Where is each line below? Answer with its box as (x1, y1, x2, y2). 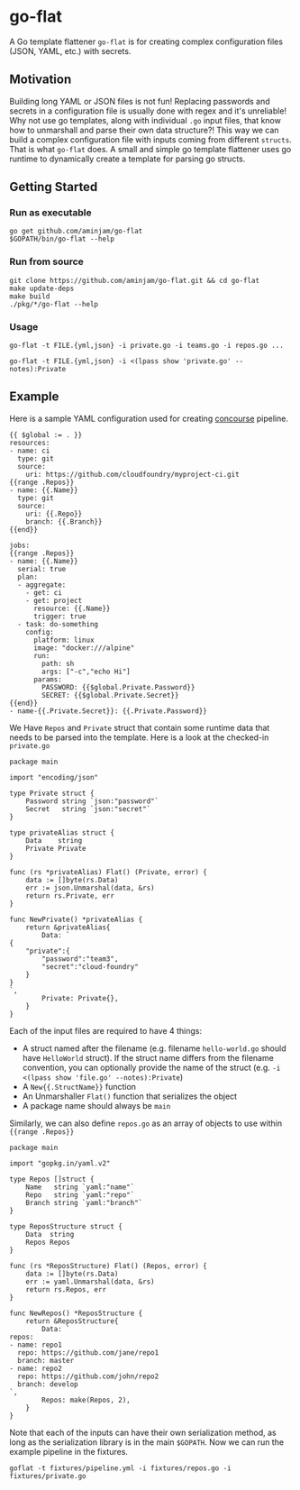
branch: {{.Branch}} (25, 516, 103, 526)
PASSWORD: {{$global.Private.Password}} (41, 682, 195, 691)
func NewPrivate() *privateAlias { (9, 915, 143, 924)
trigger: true (32, 611, 87, 621)
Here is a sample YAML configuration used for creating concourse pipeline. (9, 413, 288, 424)
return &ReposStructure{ (25, 1316, 119, 1326)
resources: (9, 438, 50, 447)
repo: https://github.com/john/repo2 (17, 1372, 159, 1381)
